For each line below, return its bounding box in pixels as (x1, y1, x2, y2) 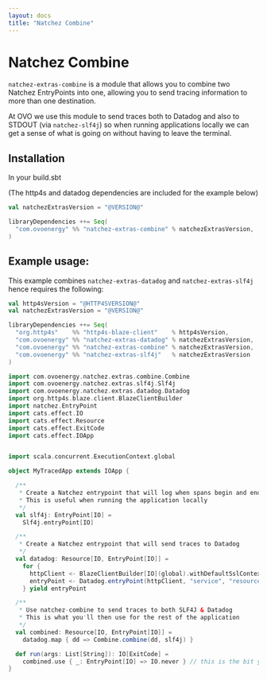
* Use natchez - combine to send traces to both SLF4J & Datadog (18, 606, 233, 614)
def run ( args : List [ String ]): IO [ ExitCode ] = (15, 650, 169, 658)
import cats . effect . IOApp (8, 431, 94, 439)
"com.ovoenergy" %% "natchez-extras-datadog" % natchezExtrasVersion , (15, 336, 254, 344)
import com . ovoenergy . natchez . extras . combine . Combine (8, 373, 191, 381)
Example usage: (8, 255, 90, 269)
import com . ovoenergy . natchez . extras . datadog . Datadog (8, 387, 191, 396)
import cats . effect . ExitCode (8, 424, 105, 432)
